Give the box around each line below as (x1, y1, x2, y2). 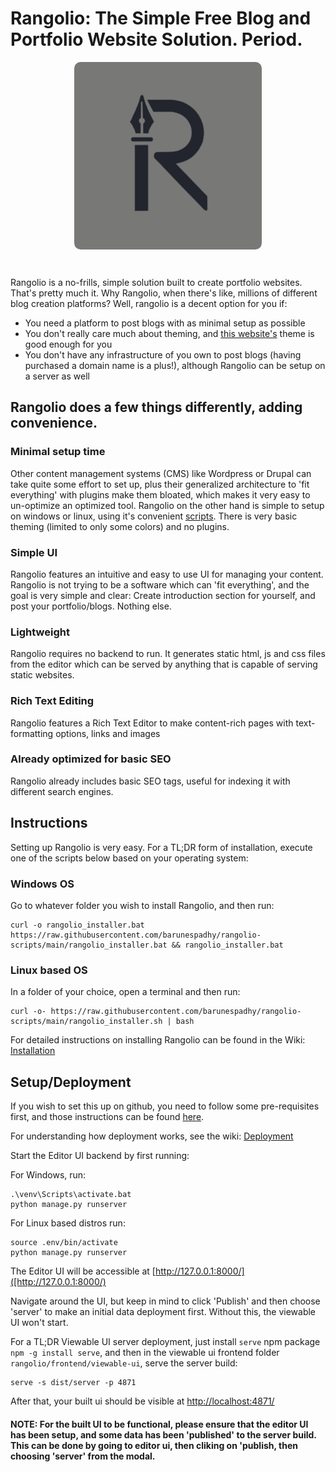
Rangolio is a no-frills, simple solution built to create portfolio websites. (10, 276, 303, 288)
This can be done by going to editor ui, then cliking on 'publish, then (10, 1439, 298, 1451)
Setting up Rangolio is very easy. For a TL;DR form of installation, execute (10, 841, 313, 853)
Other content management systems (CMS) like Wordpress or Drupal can (10, 467, 312, 479)
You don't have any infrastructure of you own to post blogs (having (24, 348, 302, 361)
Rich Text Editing (10, 694, 95, 708)
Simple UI (10, 545, 58, 559)
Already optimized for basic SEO (10, 752, 172, 766)
